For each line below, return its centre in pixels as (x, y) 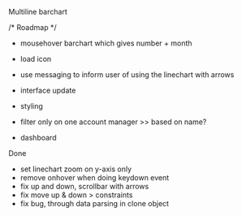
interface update (48, 90)
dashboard (38, 138)
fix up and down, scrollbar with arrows (84, 186)
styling (31, 106)
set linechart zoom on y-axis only (76, 169)
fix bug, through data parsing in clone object (94, 203)
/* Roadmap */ (32, 27)
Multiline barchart (38, 12)
